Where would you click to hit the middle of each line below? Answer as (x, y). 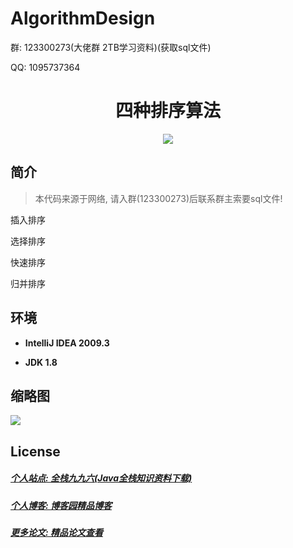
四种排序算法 (167, 111)
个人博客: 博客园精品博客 (61, 505)
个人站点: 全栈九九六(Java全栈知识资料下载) (101, 478)
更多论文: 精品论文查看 (56, 533)
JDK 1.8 (41, 362)
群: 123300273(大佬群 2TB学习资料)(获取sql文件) (111, 47)
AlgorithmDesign (83, 18)
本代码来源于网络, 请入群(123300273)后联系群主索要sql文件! (158, 198)
